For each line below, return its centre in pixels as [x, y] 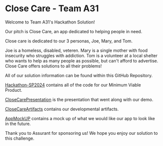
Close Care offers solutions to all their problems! [54, 66]
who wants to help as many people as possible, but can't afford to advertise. [81, 61]
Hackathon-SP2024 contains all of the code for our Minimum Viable [73, 85]
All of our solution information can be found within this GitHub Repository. [79, 75]
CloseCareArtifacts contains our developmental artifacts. [62, 109]
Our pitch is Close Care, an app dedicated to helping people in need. [74, 31]
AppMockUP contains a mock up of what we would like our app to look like [80, 118]
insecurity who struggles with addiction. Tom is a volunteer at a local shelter [81, 55]
